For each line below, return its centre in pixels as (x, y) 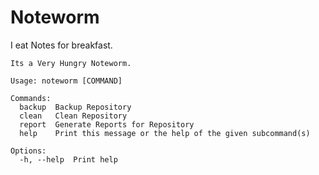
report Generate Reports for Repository (107, 124)
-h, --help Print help (68, 159)
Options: (28, 151)
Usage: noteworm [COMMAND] (66, 81)
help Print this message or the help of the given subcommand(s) (165, 133)
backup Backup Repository (75, 107)
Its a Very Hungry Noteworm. (71, 63)
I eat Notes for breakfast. (61, 45)
